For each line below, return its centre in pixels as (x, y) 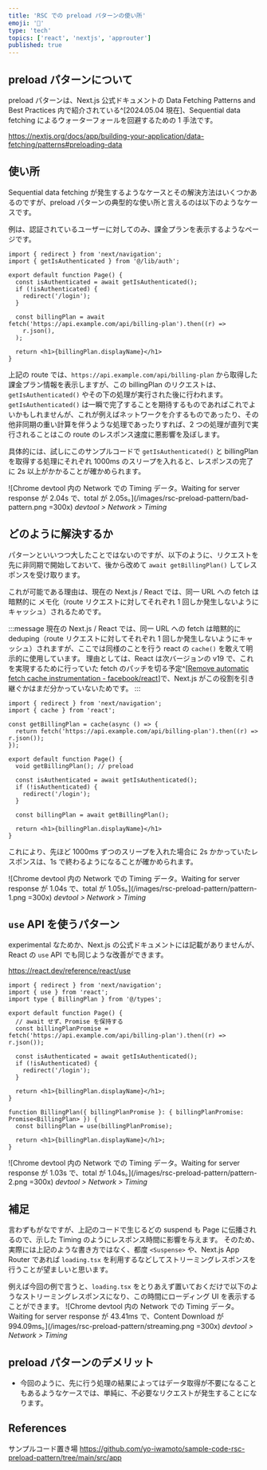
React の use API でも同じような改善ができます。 (88, 955)
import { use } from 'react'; (59, 993)
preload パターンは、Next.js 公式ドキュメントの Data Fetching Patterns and (132, 100)
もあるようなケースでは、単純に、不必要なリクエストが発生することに (135, 1393)
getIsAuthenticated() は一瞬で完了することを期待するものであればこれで (129, 404)
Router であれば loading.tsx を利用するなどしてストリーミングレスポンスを (132, 1260)
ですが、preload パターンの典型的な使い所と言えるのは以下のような (133, 202)
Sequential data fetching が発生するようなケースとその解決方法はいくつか (130, 192)
